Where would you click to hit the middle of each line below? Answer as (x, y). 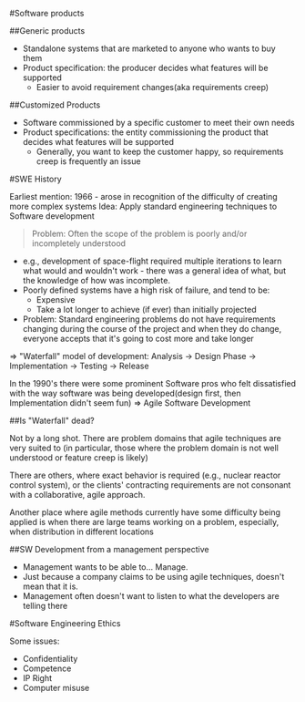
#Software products (47, 13)
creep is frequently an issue (88, 161)
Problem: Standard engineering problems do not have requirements (149, 319)
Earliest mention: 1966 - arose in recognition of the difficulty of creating (143, 196)
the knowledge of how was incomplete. (97, 280)
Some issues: (35, 641)
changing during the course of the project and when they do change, (152, 329)
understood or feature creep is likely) (79, 458)
